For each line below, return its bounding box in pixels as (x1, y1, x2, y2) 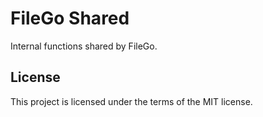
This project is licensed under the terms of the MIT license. (10, 95, 253, 107)
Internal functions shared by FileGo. (10, 40, 158, 52)
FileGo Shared (10, 7, 130, 30)
